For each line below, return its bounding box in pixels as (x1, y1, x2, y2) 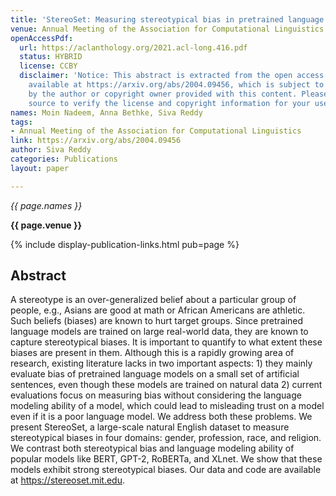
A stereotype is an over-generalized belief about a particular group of (10, 294, 297, 306)
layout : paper (10, 163, 70, 173)
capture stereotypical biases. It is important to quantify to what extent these (10, 336, 323, 348)
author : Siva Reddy (10, 145, 92, 155)
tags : (10, 117, 33, 127)
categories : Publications (10, 154, 118, 164)
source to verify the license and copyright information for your (28, 98, 311, 108)
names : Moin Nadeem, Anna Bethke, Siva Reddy (10, 107, 203, 118)
